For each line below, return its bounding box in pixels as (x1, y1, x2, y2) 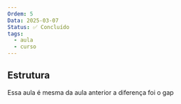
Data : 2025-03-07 (7, 17, 59, 24)
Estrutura (7, 69, 51, 81)
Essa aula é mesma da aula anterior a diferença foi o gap (7, 88, 175, 96)
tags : (7, 30, 24, 37)
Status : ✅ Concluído (7, 23, 70, 30)
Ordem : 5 (7, 10, 33, 18)
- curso (14, 43, 37, 50)
